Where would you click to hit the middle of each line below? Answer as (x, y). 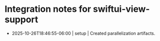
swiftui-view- (121, 9)
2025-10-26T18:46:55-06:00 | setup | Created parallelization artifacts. (83, 33)
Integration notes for (48, 9)
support (21, 20)
